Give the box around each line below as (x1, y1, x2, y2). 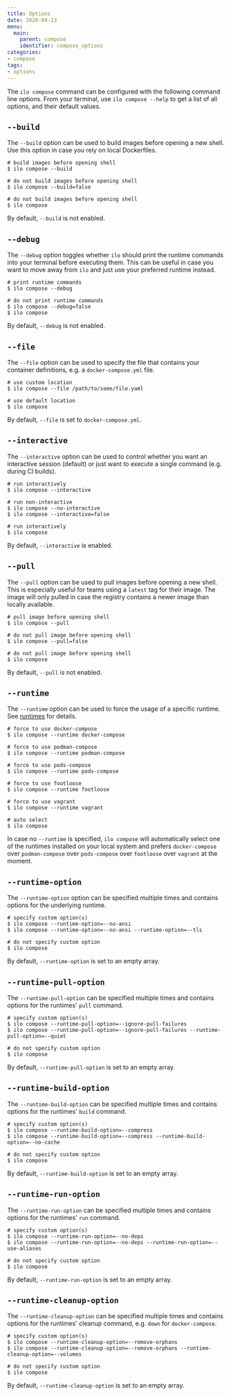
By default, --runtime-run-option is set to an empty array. (7, 1275, 172, 1284)
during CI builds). (7, 467, 57, 475)
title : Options (7, 10, 51, 17)
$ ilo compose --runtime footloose (7, 786, 110, 793)
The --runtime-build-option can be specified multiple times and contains (7, 1100, 218, 1108)
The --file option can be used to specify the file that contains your (7, 358, 200, 366)
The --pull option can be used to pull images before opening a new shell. (7, 578, 218, 586)
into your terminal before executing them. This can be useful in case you (7, 258, 214, 267)
